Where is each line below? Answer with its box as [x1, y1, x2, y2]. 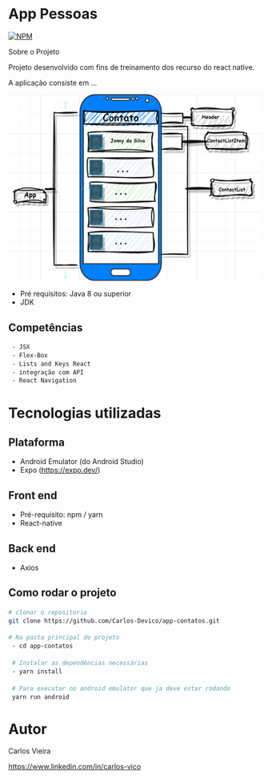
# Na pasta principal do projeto [8, 634, 120, 642]
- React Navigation [11, 377, 78, 385]
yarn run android [11, 692, 70, 701]
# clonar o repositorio [8, 608, 88, 616]
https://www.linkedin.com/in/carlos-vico [8, 762, 142, 772]
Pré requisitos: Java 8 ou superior [19, 289, 132, 299]
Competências [8, 321, 83, 334]
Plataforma [8, 435, 66, 449]
